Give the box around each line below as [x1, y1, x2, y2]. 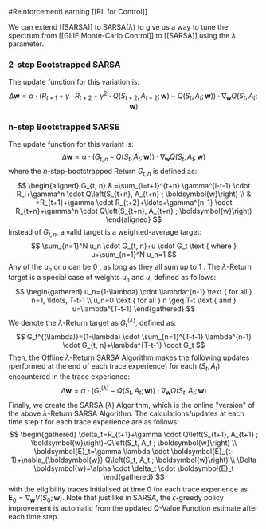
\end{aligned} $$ [105, 215, 162, 224]
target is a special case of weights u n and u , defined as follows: [8, 273, 217, 284]
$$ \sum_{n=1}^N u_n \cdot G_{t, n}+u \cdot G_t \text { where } [30, 241, 237, 251]
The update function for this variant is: [8, 140, 134, 149]
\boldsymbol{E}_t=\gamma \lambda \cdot [33, 446, 170, 456]
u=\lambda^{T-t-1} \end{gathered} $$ [72, 304, 196, 314]
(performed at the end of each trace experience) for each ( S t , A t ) [8, 361, 221, 373]
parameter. [8, 39, 45, 49]
